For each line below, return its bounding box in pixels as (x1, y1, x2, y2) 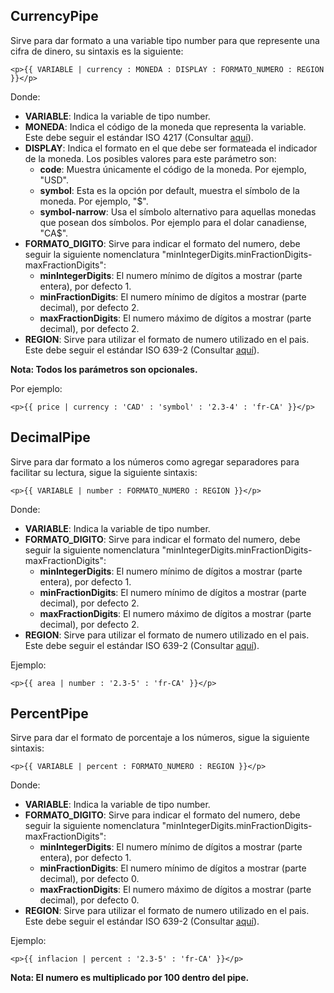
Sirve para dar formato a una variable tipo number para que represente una (10, 34, 320, 46)
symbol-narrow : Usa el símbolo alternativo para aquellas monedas (39, 205, 317, 218)
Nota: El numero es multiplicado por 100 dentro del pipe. (10, 972, 250, 984)
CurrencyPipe (10, 8, 99, 25)
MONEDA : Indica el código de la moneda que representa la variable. (24, 120, 307, 133)
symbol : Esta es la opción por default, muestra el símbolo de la (39, 184, 300, 196)
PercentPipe (10, 705, 89, 723)
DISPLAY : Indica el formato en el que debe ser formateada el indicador (24, 142, 318, 154)
